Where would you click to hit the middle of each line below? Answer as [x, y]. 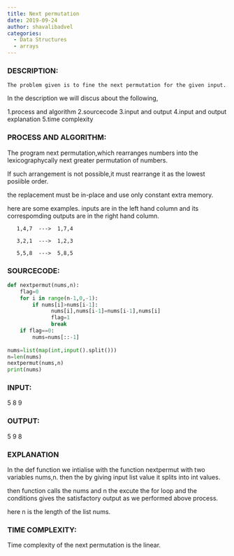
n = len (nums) [24, 357]
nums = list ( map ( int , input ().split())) [62, 350]
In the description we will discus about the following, [83, 98]
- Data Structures [41, 40]
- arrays [26, 46]
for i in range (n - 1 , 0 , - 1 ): [59, 298]
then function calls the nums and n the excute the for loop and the [102, 491]
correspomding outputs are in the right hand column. [83, 216]
